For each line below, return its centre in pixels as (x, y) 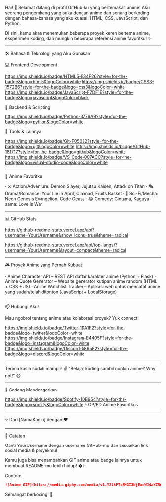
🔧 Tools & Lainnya (23, 132)
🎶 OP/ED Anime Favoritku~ (111, 405)
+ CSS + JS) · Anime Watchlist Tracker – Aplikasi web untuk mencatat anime (83, 287)
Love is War (31, 204)
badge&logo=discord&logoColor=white (45, 354)
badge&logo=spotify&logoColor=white (44, 405)
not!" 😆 (13, 376)
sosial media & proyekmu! (31, 450)
